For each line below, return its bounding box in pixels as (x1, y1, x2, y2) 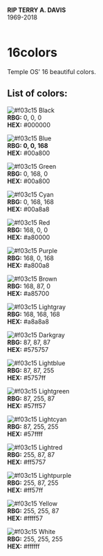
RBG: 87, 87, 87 (7, 338, 50, 346)
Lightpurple (39, 471, 72, 479)
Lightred (39, 443, 63, 452)
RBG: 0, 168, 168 (7, 197, 54, 206)
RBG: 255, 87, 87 (7, 450, 55, 458)
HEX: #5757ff (7, 373, 46, 382)
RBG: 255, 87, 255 (7, 479, 59, 487)
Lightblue (39, 359, 66, 367)
